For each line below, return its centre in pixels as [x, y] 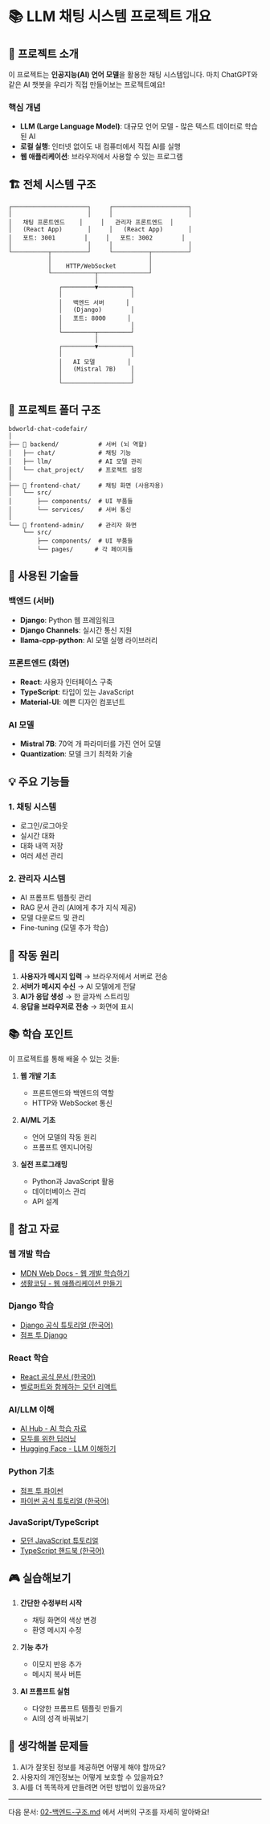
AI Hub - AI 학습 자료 [53, 1428]
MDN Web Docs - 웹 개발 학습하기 [75, 1273]
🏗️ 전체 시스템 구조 [52, 184]
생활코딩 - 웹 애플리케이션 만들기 [71, 1283]
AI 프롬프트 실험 [45, 1691]
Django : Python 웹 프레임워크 [67, 620]
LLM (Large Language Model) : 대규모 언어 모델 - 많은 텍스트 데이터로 [131, 126]
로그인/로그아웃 [44, 826]
